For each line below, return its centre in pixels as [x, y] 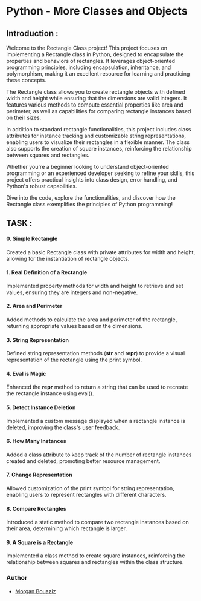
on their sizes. [24, 117]
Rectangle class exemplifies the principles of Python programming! [90, 204]
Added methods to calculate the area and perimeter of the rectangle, [92, 320]
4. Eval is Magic [26, 373]
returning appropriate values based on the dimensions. [75, 326]
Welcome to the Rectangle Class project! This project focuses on [87, 48]
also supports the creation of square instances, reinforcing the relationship [99, 149]
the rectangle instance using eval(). [50, 393]
